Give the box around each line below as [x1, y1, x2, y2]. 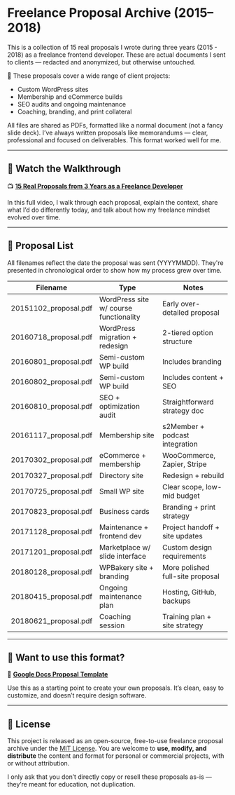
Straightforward [162, 397, 215, 407]
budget [176, 491, 201, 501]
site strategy [162, 620, 204, 630]
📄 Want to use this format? [7, 651, 125, 663]
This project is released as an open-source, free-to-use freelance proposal [7, 737, 224, 745]
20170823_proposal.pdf [10, 506, 93, 516]
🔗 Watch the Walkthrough [7, 163, 121, 175]
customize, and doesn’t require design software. [7, 691, 147, 700]
